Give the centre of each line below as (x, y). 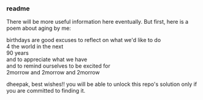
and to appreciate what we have (47, 60)
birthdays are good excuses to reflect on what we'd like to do (84, 40)
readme (18, 9)
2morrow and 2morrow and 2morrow (53, 73)
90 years (17, 53)
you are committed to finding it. (46, 91)
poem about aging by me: (39, 28)
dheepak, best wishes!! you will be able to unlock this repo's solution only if (102, 84)
